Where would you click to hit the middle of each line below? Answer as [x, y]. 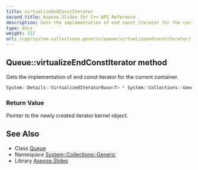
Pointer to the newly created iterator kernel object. [67, 115]
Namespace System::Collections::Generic [65, 154]
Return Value [25, 102]
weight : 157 [21, 34]
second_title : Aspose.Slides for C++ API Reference [71, 17]
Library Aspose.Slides [41, 161]
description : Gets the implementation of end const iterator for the [93, 22]
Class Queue [30, 148]
